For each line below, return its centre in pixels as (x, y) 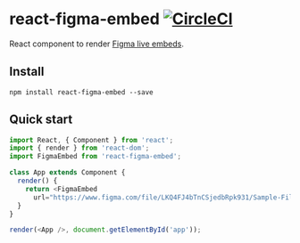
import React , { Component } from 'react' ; (92, 140)
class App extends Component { (67, 173)
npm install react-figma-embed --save (81, 92)
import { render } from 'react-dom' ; (79, 148)
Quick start (41, 120)
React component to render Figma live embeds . (97, 44)
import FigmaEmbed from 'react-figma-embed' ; (95, 157)
